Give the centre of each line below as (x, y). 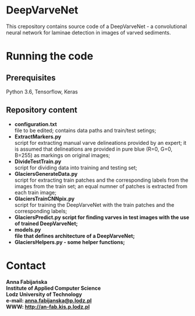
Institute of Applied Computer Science (53, 288)
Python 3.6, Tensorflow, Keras (42, 92)
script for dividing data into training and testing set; (76, 168)
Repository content (42, 110)
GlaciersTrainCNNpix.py (44, 199)
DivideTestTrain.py (38, 161)
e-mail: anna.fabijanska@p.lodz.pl (49, 300)
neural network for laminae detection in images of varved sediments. (88, 32)
